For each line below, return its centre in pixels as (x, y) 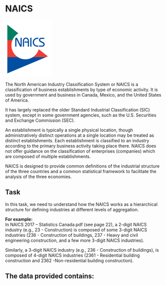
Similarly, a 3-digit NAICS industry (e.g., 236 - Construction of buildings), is (82, 250)
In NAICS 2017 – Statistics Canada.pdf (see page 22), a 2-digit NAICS (76, 224)
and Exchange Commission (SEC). (40, 120)
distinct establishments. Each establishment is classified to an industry (77, 140)
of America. (17, 100)
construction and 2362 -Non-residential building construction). (69, 260)
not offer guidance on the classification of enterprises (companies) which (80, 151)
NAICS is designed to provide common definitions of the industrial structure (83, 166)
